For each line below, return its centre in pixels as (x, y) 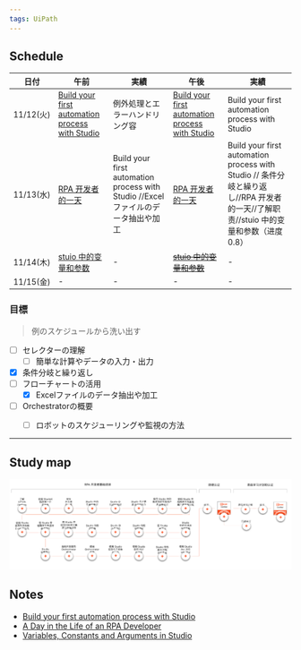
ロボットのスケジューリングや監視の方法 (110, 425)
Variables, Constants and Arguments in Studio (107, 635)
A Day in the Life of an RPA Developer (92, 626)
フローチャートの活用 (61, 383)
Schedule (37, 57)
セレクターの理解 (54, 350)
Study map (40, 462)
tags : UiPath (34, 19)
